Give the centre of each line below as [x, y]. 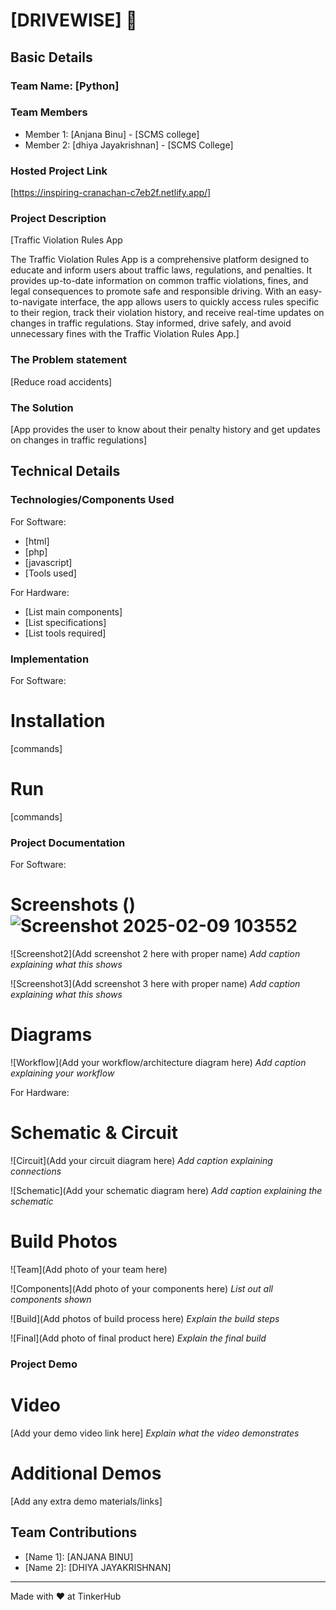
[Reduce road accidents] [61, 381]
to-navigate [34, 302]
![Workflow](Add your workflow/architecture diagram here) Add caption [158, 1063]
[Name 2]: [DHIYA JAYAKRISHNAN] [98, 1567]
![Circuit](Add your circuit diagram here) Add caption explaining [141, 1160]
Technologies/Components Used [92, 500]
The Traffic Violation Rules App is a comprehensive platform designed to [160, 260]
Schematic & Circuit [94, 1133]
